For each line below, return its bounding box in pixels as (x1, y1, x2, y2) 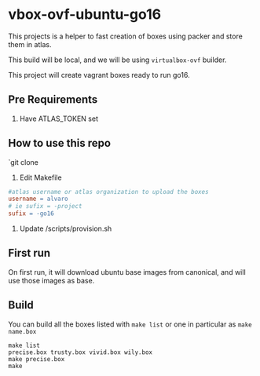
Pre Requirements (8, 93, 98, 107)
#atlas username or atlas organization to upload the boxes (8, 188, 210, 195)
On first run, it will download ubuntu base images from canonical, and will (8, 267, 246, 276)
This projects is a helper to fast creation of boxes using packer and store (8, 31, 244, 41)
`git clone (8, 157, 39, 166)
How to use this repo (8, 137, 112, 150)
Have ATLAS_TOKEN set (19, 114, 98, 123)
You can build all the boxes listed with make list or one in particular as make (8, 319, 253, 329)
